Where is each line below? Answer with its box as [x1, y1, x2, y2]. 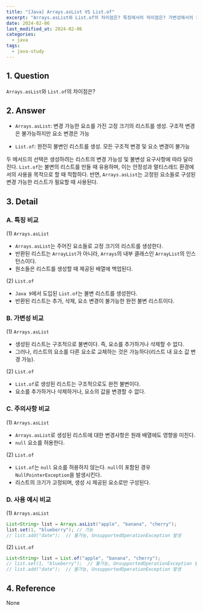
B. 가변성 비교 [6, 313, 44, 322]
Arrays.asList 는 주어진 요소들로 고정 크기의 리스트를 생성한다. [14, 242, 164, 250]
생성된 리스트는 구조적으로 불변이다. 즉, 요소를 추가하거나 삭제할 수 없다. [14, 341, 184, 348]
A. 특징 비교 [6, 216, 39, 224]
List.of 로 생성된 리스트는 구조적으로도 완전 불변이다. [14, 380, 141, 388]
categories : [6, 32, 36, 38]
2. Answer [6, 105, 46, 116]
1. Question [6, 71, 50, 81]
